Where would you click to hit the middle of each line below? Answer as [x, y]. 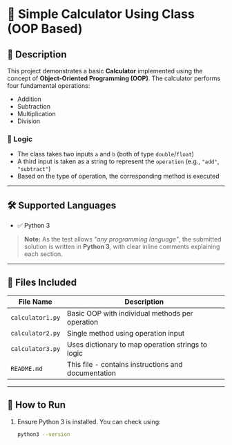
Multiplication [37, 114]
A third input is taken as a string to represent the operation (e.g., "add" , [118, 161]
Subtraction [33, 106]
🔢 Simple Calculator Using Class [101, 14]
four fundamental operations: [49, 85]
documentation [91, 373]
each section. [43, 254]
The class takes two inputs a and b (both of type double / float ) [106, 154]
